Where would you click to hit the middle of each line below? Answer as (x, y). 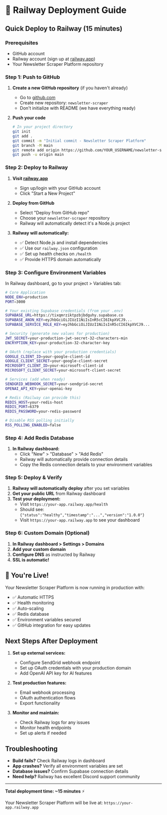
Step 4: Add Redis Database (40, 438)
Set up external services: (39, 653)
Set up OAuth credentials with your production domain (76, 668)
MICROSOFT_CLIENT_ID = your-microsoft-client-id (54, 366)
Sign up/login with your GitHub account (60, 188)
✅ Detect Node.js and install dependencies (64, 242)
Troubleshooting (32, 748)
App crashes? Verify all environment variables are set (68, 766)
